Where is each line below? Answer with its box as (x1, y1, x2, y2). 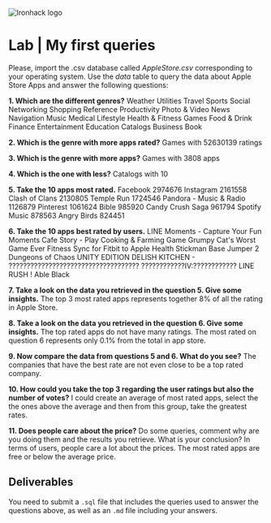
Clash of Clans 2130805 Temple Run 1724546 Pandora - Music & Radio (8, 193, 246, 203)
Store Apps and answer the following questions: (8, 80, 169, 89)
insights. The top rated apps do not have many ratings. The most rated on (8, 326, 257, 336)
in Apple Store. (8, 302, 58, 312)
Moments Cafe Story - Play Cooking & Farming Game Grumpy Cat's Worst (8, 235, 256, 244)
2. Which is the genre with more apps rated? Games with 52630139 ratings (8, 137, 262, 147)
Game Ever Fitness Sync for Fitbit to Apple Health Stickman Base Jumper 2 (8, 244, 260, 253)
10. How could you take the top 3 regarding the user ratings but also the (8, 384, 254, 394)
